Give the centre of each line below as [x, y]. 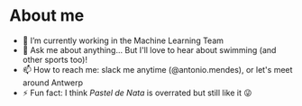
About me [47, 16]
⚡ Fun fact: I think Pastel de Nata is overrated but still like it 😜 [137, 93]
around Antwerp [53, 83]
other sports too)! [55, 59]
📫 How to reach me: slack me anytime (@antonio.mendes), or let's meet [157, 69]
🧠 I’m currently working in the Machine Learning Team [123, 40]
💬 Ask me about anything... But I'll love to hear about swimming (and [149, 49]
